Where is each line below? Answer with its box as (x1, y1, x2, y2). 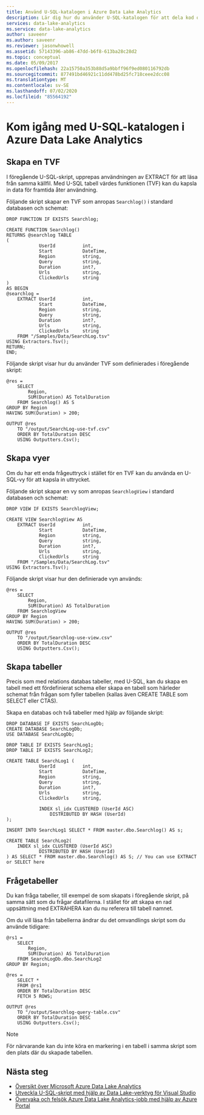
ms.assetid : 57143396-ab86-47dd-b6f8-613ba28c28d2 (6, 49, 137, 55)
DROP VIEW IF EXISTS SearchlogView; (6, 505, 99, 512)
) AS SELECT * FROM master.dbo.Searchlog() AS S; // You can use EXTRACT (6, 854, 197, 860)
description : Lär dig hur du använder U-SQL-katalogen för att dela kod (6, 15, 194, 21)
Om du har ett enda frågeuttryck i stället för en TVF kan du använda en (6, 469, 183, 476)
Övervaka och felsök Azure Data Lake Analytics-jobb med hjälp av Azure (15, 1096, 197, 1103)
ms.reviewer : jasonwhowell (6, 43, 75, 49)
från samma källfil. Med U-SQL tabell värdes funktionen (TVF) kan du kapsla (6, 179, 197, 187)
